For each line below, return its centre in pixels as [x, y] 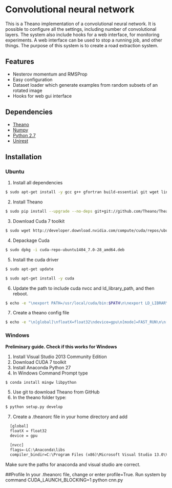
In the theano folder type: [39, 398]
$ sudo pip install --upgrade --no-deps [49, 212]
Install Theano [28, 202]
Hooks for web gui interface [42, 96]
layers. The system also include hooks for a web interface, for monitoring [82, 34]
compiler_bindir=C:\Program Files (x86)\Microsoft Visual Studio [81, 455]
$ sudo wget [18, 231]
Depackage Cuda [31, 240]
